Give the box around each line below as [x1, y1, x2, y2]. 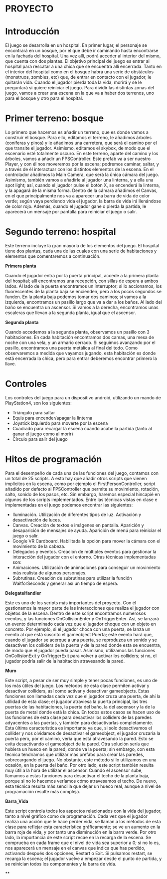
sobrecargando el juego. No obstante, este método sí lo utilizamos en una [5, 756, 157, 763]
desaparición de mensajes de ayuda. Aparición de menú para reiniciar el [12, 527, 162, 533]
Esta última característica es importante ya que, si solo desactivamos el [5, 725, 152, 731]
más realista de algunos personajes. [12, 569, 87, 576]
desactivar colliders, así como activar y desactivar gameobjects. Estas [5, 688, 150, 694]
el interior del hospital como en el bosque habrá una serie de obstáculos [5, 69, 154, 75]
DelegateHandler [5, 590, 41, 596]
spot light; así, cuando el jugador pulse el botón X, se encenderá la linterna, [5, 182, 161, 188]
